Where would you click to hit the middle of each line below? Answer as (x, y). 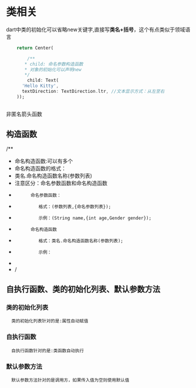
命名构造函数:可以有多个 (44, 161)
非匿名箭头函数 (24, 114)
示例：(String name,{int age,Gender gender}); (95, 218)
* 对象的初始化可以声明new (53, 69)
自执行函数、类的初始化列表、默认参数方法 (83, 290)
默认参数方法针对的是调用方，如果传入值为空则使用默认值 (70, 380)
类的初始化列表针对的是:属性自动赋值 (50, 321)
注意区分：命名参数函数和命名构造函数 (61, 183)
